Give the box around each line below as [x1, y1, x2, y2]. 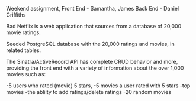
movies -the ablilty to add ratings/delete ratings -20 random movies [6, 89, 172, 95]
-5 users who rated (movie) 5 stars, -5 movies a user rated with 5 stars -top [6, 82, 191, 89]
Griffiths [6, 11, 26, 18]
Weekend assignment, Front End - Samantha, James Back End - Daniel [6, 5, 179, 12]
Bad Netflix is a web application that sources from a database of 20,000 [6, 23, 182, 30]
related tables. [6, 47, 41, 54]
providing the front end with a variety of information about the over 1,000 [6, 64, 184, 71]
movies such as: [6, 71, 46, 77]
